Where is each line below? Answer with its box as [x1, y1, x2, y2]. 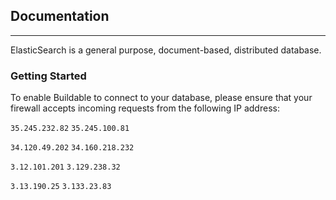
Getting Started [10, 69, 87, 83]
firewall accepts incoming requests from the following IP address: [10, 102, 280, 114]
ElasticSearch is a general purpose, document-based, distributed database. [10, 44, 322, 56]
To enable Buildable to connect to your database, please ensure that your [10, 92, 313, 104]
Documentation [10, 8, 110, 25]
